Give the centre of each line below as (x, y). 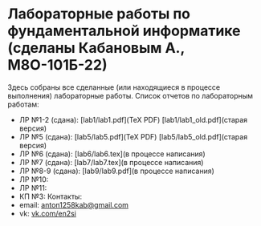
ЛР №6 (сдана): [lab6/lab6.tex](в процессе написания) (112, 154)
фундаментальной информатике (124, 31)
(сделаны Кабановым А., (96, 48)
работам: (23, 104)
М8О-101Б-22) (57, 65)
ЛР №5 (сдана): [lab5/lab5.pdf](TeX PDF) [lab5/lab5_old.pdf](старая (133, 136)
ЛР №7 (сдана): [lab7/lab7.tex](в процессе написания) (111, 162)
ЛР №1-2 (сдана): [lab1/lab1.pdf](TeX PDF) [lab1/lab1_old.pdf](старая (133, 119)
